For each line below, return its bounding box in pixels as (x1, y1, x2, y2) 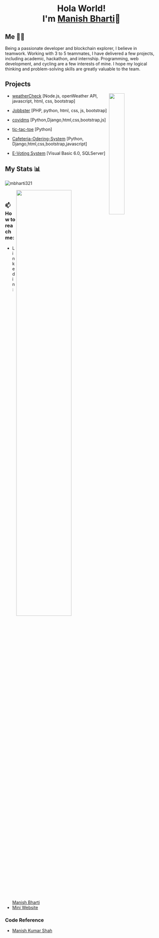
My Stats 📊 (5, 165, 41, 173)
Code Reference (5, 917, 44, 923)
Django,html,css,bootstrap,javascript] (12, 141, 87, 147)
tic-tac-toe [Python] (12, 126, 52, 132)
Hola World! (57, 3, 106, 14)
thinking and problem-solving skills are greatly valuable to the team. (5, 66, 141, 72)
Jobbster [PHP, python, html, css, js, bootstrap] (12, 107, 107, 113)
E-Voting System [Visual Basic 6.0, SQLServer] (12, 150, 106, 156)
